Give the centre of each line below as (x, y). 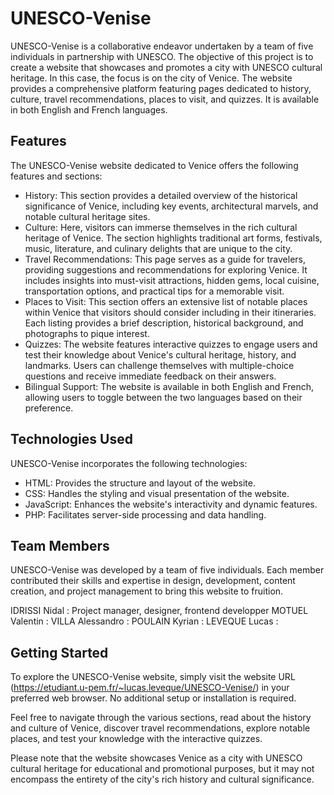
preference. (49, 408)
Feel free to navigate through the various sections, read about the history (161, 718)
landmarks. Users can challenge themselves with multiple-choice (159, 365)
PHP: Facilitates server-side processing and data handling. (145, 514)
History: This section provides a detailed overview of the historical (161, 195)
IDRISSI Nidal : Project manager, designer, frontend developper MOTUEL (159, 611)
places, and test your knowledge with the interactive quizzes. (136, 739)
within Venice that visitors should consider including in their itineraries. (170, 312)
